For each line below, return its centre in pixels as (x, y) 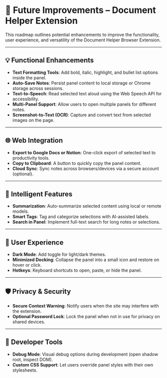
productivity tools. (31, 158)
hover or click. (27, 265)
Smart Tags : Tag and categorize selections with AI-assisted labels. (81, 217)
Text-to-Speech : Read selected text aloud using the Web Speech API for (87, 93)
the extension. (27, 311)
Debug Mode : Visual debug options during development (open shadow (85, 354)
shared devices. (29, 322)
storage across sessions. (38, 88)
